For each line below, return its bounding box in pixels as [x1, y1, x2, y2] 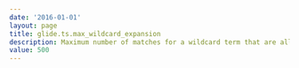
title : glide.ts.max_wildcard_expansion [9, 29, 162, 38]
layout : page [9, 21, 58, 30]
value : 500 [9, 46, 50, 55]
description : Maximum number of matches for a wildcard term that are [9, 37, 277, 47]
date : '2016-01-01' [9, 12, 82, 22]
